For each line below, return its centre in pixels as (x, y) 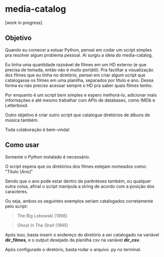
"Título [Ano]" (19, 171)
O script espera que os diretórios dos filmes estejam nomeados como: (76, 166)
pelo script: (16, 206)
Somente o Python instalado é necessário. (48, 157)
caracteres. (17, 191)
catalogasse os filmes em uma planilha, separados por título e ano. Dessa (79, 80)
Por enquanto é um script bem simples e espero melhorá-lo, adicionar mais (81, 95)
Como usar (22, 145)
